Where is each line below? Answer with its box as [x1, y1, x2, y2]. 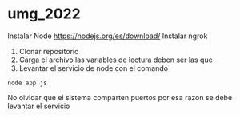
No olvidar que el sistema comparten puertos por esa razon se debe [7, 92, 233, 102]
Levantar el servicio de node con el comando [18, 63, 169, 72]
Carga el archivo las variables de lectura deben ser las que [18, 55, 213, 64]
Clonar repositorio [18, 46, 79, 56]
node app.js [7, 79, 47, 87]
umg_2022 [7, 5, 81, 23]
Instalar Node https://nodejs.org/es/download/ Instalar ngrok [7, 31, 208, 41]
